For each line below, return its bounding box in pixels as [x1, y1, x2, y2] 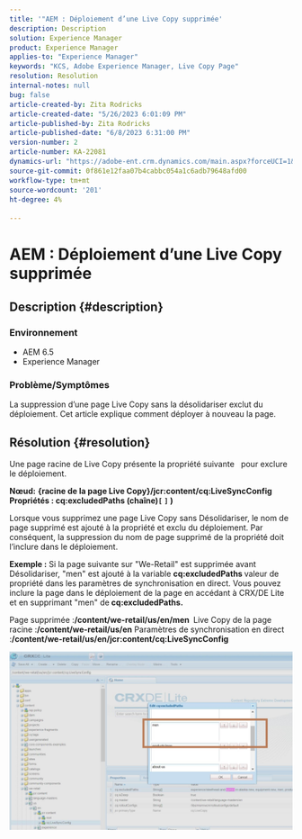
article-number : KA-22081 [9, 148, 106, 157]
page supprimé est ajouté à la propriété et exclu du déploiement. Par [9, 522, 263, 533]
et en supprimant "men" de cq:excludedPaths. [9, 597, 184, 608]
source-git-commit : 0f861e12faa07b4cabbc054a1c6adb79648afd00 [9, 167, 247, 176]
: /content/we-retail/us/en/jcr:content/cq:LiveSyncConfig [9, 634, 229, 645]
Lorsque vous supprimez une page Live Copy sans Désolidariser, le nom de [9, 513, 289, 524]
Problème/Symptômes [9, 378, 110, 391]
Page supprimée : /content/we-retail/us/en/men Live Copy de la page [9, 615, 272, 626]
